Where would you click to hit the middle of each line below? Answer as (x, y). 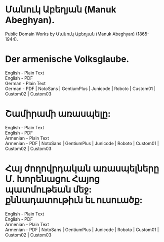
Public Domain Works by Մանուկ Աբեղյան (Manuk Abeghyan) (70, 34)
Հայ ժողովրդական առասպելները (82, 169)
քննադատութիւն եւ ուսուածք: (74, 200)
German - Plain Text (25, 83)
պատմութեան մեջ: (49, 190)
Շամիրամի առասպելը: (58, 114)
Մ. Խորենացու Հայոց (53, 179)
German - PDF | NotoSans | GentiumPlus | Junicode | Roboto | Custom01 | (80, 89)
